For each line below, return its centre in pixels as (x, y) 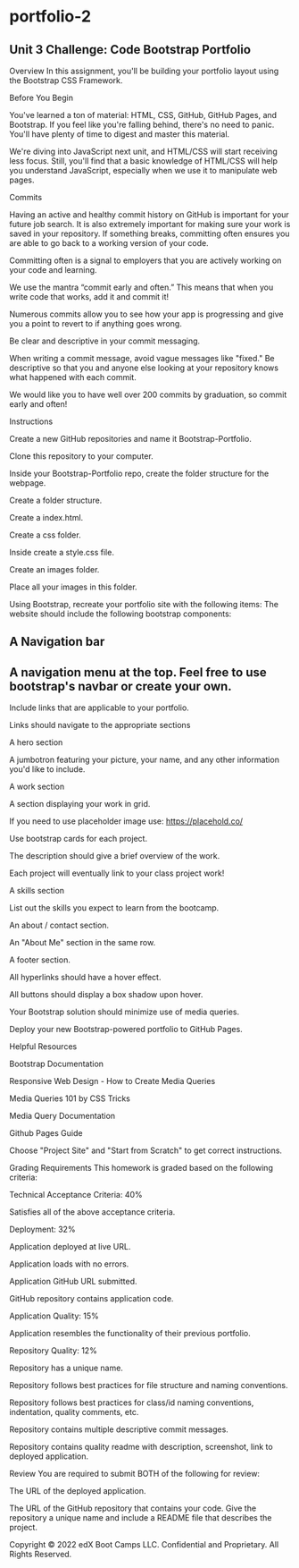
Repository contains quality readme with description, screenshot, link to (141, 1447)
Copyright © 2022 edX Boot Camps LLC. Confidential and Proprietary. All (144, 1545)
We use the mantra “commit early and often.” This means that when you (141, 287)
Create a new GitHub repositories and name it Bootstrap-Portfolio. (130, 439)
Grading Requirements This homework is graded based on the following (141, 1168)
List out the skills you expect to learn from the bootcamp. (114, 908)
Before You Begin (42, 97)
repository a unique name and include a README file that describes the (141, 1518)
